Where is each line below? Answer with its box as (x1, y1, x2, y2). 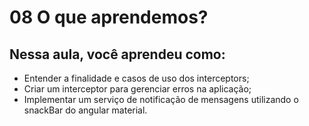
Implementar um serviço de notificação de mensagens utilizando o (23, 94, 299, 105)
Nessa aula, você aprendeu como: (9, 46, 226, 63)
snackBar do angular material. (23, 104, 148, 116)
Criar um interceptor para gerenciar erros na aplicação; (23, 83, 252, 95)
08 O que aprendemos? (9, 6, 209, 29)
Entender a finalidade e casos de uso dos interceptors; (23, 72, 250, 84)
